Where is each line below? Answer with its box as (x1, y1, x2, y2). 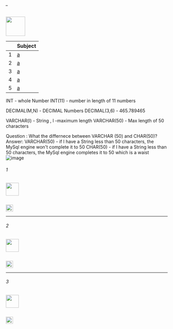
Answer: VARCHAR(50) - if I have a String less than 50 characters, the (6, 138, 154, 145)
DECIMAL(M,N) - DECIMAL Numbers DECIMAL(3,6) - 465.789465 (6, 107, 146, 114)
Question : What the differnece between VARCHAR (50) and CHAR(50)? (6, 133, 158, 139)
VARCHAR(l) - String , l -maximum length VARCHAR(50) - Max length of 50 (6, 118, 164, 124)
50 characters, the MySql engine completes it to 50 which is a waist (6, 150, 149, 156)
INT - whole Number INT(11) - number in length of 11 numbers (6, 98, 136, 104)
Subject (16, 43, 36, 50)
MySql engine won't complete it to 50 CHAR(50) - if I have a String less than (6, 144, 167, 150)
